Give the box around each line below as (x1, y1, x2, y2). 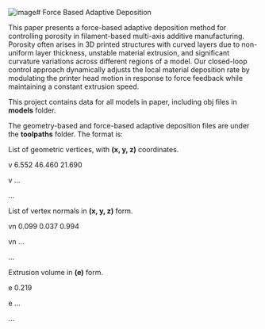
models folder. (8, 105, 56, 115)
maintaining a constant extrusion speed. (8, 82, 140, 91)
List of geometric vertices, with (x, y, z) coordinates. (8, 145, 179, 154)
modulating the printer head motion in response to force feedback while (8, 74, 244, 82)
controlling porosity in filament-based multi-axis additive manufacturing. (8, 32, 244, 40)
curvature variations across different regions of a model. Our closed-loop (8, 56, 248, 66)
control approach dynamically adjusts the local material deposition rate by (8, 65, 250, 75)
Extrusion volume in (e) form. (8, 268, 104, 277)
